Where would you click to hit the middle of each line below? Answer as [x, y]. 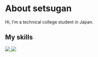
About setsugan [38, 9]
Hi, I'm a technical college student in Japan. [49, 22]
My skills [19, 37]
